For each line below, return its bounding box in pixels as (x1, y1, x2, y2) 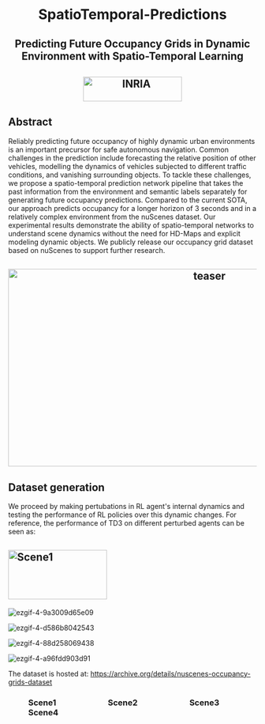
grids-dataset (8, 677, 53, 687)
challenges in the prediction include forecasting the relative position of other (8, 153, 256, 163)
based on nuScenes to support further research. (8, 245, 166, 255)
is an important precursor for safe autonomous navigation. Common (8, 145, 229, 154)
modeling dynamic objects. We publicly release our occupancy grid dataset (8, 237, 254, 247)
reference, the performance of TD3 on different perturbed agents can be (8, 518, 244, 527)
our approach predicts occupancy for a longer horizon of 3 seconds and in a (8, 203, 257, 213)
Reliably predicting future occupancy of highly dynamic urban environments (8, 136, 256, 145)
